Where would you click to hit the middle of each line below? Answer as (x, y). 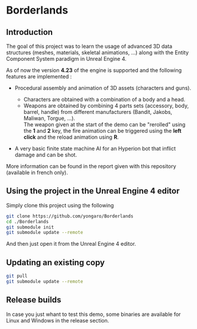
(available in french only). (37, 172)
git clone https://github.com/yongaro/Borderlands (70, 216)
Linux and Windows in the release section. (58, 320)
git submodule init (30, 227)
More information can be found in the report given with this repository (91, 166)
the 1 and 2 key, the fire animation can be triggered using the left (102, 131)
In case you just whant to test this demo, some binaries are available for (93, 314)
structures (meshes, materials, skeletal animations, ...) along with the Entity (98, 53)
